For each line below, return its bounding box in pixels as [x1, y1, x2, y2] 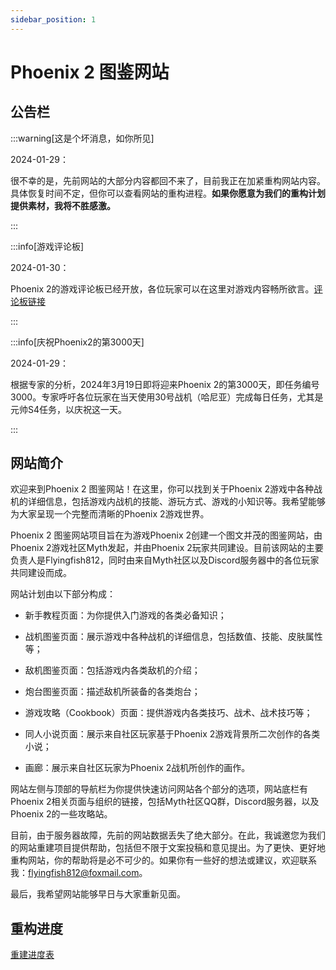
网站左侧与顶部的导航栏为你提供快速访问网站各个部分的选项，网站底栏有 [10, 783, 308, 795]
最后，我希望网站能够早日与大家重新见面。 [10, 888, 186, 900]
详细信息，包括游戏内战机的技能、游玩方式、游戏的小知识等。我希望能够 [27, 496, 326, 508]
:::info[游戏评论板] [10, 240, 85, 252]
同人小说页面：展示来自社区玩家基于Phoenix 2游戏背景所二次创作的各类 [24, 728, 321, 740]
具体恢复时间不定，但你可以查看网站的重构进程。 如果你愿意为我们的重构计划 [10, 187, 326, 199]
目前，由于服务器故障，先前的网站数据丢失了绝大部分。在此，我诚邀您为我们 [10, 829, 326, 841]
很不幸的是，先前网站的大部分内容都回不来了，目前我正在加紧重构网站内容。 [10, 174, 326, 186]
